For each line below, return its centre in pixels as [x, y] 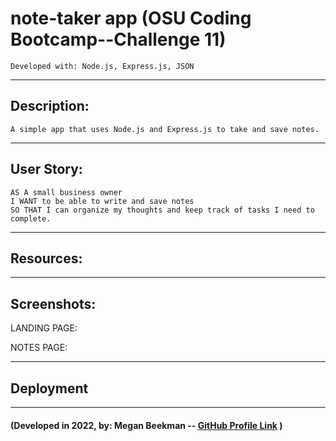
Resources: [46, 258]
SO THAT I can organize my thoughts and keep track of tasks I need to [162, 210]
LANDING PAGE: [44, 328]
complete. [31, 218]
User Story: [46, 169]
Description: [50, 106]
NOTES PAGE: [39, 348]
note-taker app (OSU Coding [131, 18]
